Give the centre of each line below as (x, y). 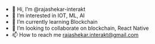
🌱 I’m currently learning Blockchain (55, 22)
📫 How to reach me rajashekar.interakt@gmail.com (75, 35)
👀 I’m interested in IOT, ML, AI (48, 15)
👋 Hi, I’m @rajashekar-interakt (49, 9)
